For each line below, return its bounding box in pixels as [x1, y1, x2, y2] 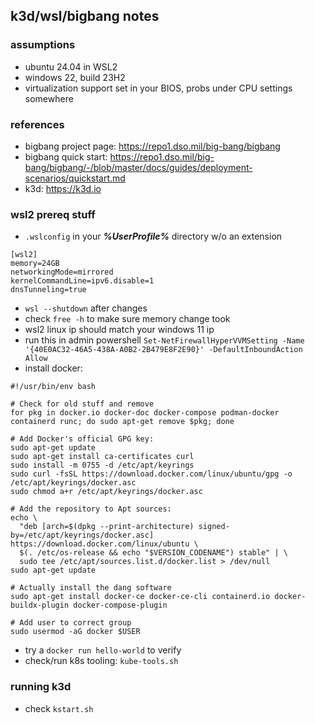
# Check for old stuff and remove [10, 399, 155, 409]
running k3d [10, 680, 72, 694]
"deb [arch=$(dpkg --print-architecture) [19, 522, 195, 532]
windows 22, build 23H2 [24, 71, 126, 83]
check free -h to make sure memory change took [24, 313, 231, 325]
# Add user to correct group [10, 618, 132, 628]
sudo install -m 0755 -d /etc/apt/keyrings [10, 460, 195, 471]
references [10, 117, 65, 131]
